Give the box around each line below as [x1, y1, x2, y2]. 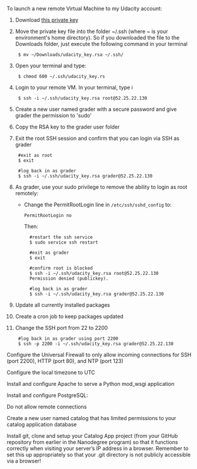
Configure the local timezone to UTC [6, 369, 96, 376]
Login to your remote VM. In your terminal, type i [15, 84, 133, 91]
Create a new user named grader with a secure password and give [15, 106, 177, 113]
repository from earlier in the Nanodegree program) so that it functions [6, 439, 178, 445]
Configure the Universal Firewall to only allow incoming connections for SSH [6, 351, 192, 358]
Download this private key [15, 17, 79, 23]
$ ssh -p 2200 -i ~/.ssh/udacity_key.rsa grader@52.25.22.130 [18, 341, 174, 347]
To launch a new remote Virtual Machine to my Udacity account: [6, 5, 162, 12]
